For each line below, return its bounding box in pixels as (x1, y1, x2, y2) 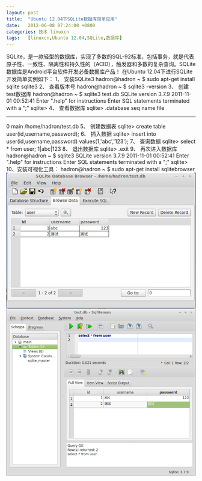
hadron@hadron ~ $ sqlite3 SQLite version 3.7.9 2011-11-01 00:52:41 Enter (6, 152, 189, 159)
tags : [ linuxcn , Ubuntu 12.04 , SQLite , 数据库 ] (6, 35, 122, 41)
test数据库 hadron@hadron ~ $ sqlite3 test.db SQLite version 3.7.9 (6, 91, 170, 98)
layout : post (6, 10, 39, 16)
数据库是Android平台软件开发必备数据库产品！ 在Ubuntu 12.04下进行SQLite (6, 68, 193, 75)
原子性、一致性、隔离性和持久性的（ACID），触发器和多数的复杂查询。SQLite (6, 61, 196, 68)
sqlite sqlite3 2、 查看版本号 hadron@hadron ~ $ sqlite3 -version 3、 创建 (6, 83, 189, 90)
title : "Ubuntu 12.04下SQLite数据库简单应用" (6, 16, 118, 22)
